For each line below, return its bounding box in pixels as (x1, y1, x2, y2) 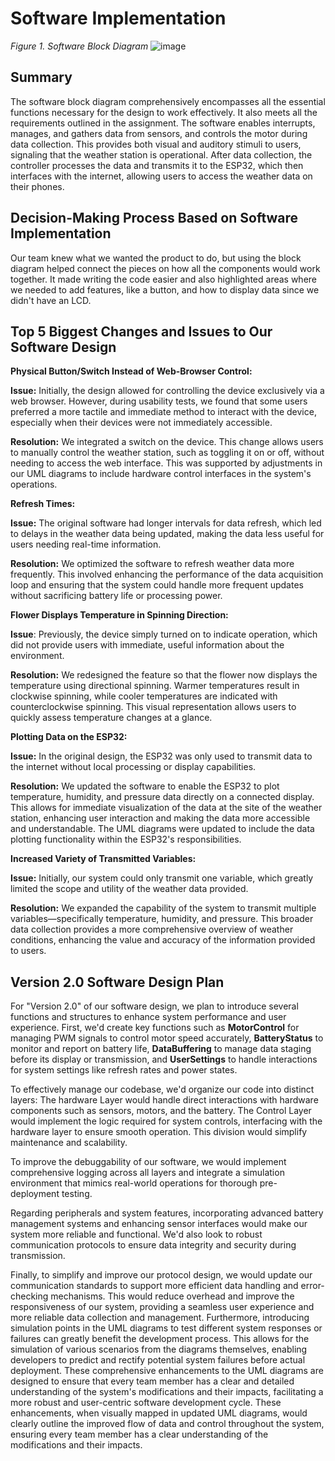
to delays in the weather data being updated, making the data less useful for (10, 528, 325, 540)
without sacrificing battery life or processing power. (10, 590, 223, 602)
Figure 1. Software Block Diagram (10, 40, 149, 52)
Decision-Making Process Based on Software (10, 210, 299, 227)
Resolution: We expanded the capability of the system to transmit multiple (10, 902, 317, 914)
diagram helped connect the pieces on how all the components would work (10, 262, 321, 274)
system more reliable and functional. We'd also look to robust (10, 1228, 263, 1241)
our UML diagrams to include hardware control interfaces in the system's (10, 468, 312, 480)
